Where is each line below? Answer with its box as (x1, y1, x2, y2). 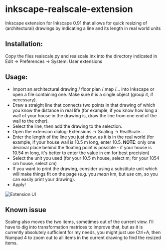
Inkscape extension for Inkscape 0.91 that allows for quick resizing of (5, 20, 148, 26)
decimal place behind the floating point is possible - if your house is (12, 144, 152, 150)
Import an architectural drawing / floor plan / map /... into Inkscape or (12, 86, 155, 92)
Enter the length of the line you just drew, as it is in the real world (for (12, 134, 155, 140)
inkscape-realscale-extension (5, 3, 133, 15)
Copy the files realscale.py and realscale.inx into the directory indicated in (5, 53, 158, 59)
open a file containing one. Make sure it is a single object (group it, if (12, 91, 154, 97)
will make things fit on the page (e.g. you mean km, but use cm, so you (12, 171, 158, 177)
